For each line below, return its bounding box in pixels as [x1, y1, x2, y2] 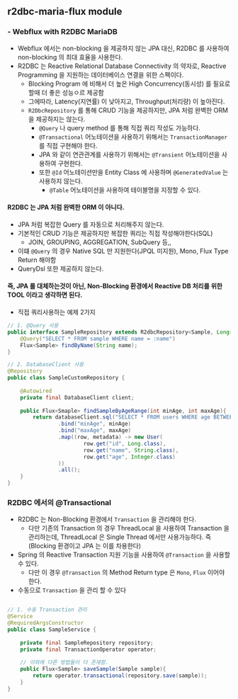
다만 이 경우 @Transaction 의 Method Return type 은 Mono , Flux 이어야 [28, 568, 225, 576]
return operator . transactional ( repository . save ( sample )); [33, 672, 208, 679]
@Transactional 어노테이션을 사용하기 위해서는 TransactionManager [38, 132, 228, 141]
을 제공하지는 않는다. [28, 115, 86, 123]
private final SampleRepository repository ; [20, 639, 154, 647]
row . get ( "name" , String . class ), [83, 446, 179, 454]
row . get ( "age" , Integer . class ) [83, 453, 176, 460]
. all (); [57, 467, 81, 474]
